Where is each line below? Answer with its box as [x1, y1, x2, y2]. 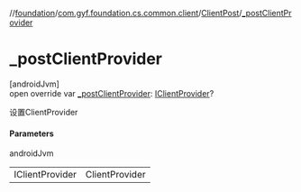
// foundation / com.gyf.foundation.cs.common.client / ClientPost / [9, 8, 242, 18]
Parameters [9, 128, 54, 139]
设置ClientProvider [9, 106, 78, 117]
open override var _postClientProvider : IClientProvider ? [9, 87, 214, 98]
